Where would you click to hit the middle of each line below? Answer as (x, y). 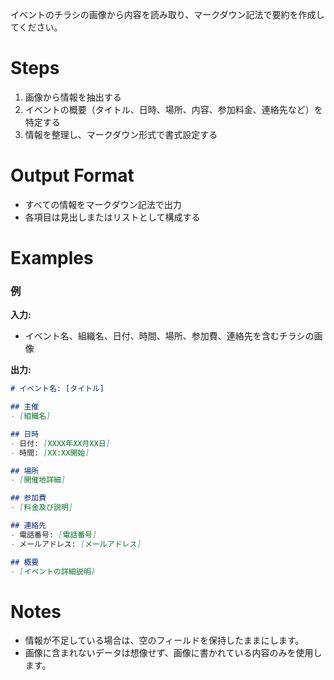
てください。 (36, 27)
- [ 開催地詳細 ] (38, 480)
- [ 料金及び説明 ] (42, 508)
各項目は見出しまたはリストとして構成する (112, 217)
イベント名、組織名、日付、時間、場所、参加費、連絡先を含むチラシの (169, 336)
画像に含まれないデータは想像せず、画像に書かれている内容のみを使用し (173, 653)
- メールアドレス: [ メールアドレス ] (76, 544)
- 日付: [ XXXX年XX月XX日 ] (60, 443)
